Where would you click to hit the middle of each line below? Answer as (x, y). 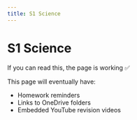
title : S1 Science (34, 14)
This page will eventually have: (51, 82)
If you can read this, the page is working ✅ (69, 68)
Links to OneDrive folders (54, 103)
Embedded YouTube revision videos (69, 110)
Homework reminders (49, 95)
